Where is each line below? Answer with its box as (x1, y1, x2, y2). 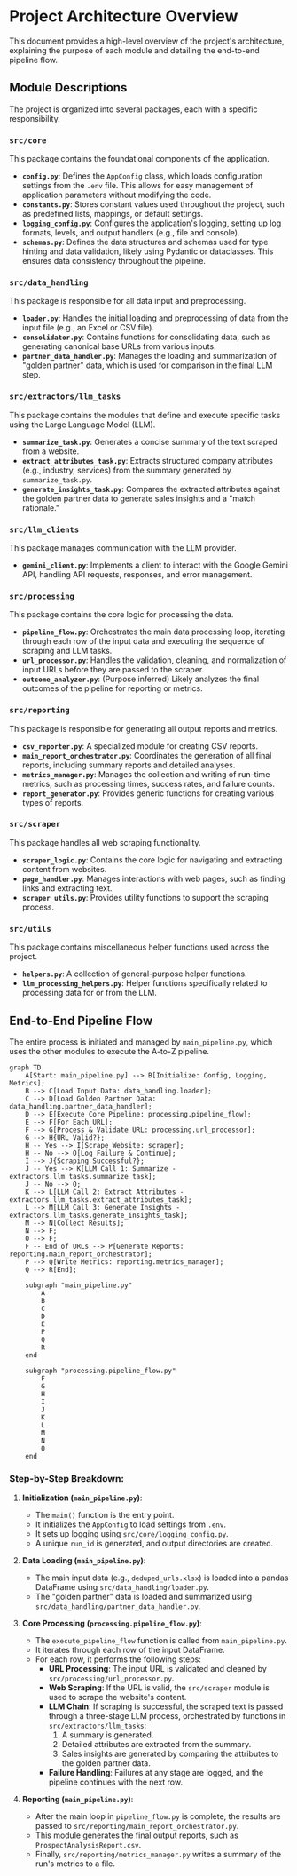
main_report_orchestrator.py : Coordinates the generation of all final (21, 750, 272, 760)
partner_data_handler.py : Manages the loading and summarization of (21, 351, 277, 362)
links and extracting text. (21, 882, 113, 894)
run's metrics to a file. (35, 1858, 115, 1869)
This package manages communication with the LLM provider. (9, 542, 237, 552)
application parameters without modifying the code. (21, 189, 212, 201)
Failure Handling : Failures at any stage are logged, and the (48, 1768, 264, 1778)
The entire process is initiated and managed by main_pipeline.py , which (9, 1037, 273, 1047)
